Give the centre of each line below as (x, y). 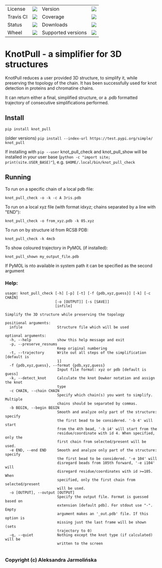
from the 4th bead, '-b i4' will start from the (107, 429)
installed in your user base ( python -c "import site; (58, 157)
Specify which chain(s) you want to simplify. (105, 395)
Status (15, 25)
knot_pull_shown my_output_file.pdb (42, 256)
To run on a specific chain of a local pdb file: (49, 189)
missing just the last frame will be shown (102, 522)
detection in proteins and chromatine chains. (50, 88)
